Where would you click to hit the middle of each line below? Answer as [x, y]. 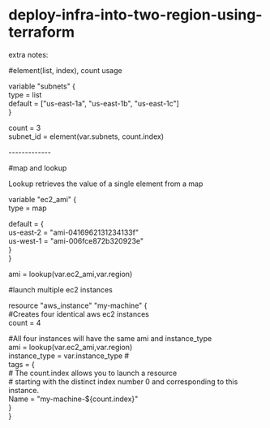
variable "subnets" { [42, 86]
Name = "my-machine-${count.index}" [73, 399]
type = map [28, 208]
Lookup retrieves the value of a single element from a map [106, 184]
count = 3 [25, 128]
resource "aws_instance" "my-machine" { [78, 305]
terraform [42, 32]
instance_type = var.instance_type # [69, 356]
